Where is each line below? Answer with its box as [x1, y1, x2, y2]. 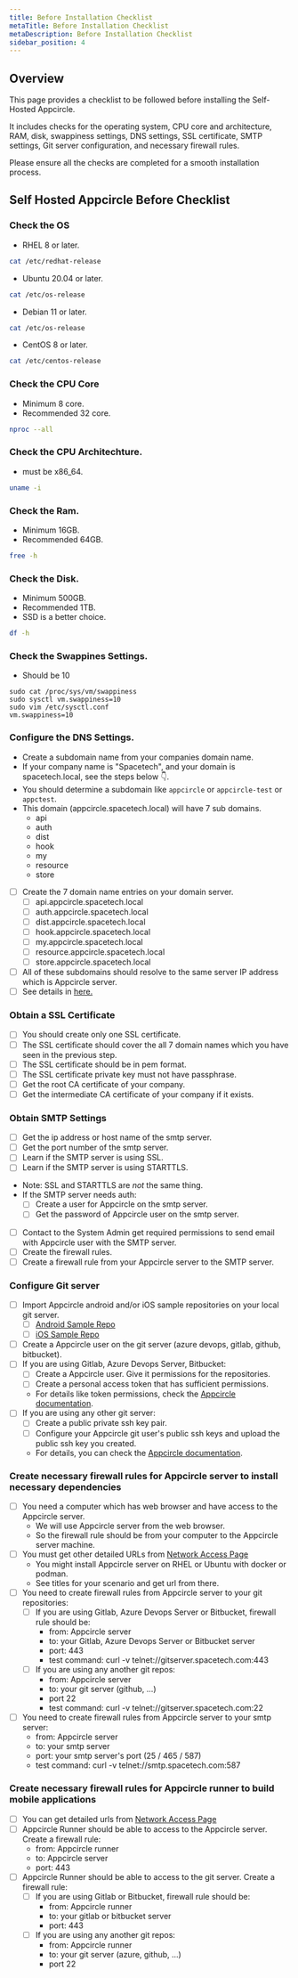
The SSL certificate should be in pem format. [21, 1059, 187, 1070]
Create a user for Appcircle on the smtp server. [35, 1199, 209, 1209]
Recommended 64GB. [21, 533, 104, 544]
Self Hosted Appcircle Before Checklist [9, 192, 230, 208]
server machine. [35, 1539, 95, 1550]
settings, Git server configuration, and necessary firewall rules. [9, 140, 240, 151]
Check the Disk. [9, 572, 80, 584]
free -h [9, 551, 38, 560]
